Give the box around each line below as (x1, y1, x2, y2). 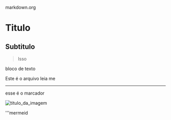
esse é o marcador (5, 90, 45, 96)
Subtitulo (5, 42, 35, 51)
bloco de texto (5, 66, 36, 72)
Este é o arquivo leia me (5, 76, 56, 81)
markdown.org (5, 5, 36, 10)
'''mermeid (5, 110, 28, 116)
